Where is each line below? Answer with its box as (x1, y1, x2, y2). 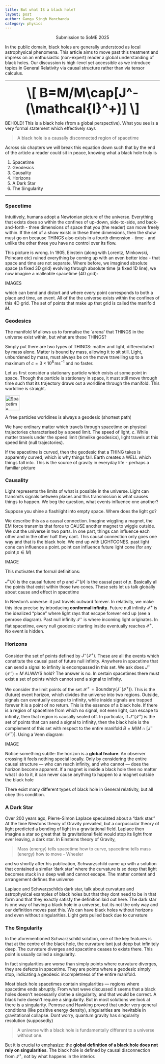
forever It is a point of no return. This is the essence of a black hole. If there (5, 702, 158, 708)
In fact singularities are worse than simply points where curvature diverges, (5, 960, 158, 967)
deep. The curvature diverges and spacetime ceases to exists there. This (5, 946, 153, 952)
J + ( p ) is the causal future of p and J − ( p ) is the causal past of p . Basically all (5, 578, 158, 585)
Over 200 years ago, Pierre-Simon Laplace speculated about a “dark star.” (5, 815, 156, 821)
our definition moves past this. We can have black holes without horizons (5, 907, 153, 913)
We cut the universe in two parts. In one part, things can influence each (5, 528, 150, 534)
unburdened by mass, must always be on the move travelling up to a (5, 354, 143, 360)
